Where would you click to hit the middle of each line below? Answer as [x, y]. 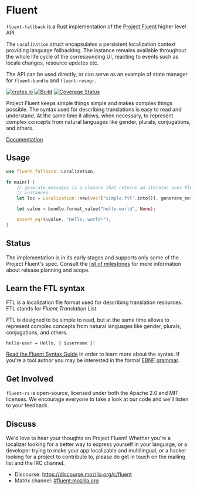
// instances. [34, 193]
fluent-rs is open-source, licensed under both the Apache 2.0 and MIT [92, 393]
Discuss [21, 424]
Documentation [25, 139]
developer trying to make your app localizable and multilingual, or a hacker [96, 450]
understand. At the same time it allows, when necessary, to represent [90, 116]
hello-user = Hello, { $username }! [51, 343]
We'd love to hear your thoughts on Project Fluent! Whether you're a [89, 438]
